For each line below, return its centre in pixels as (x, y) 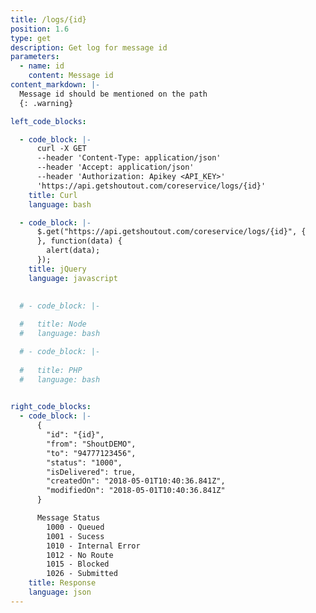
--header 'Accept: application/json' (115, 167)
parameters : (35, 57)
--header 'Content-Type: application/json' (129, 158)
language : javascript (73, 278)
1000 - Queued (75, 527)
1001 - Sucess (75, 536)
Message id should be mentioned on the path (113, 94)
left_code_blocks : (48, 121)
